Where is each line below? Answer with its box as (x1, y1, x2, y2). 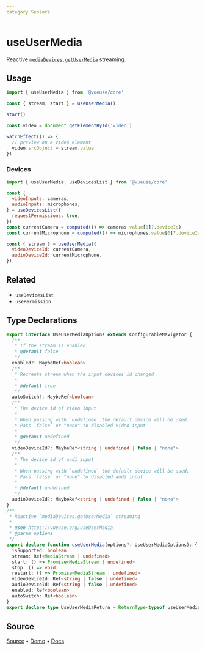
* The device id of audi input (14, 456, 95, 462)
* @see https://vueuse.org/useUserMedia (9, 525, 113, 531)
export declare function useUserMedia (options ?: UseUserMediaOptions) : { (6, 542, 198, 548)
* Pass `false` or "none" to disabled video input (14, 423, 146, 429)
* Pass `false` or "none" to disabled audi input (14, 473, 143, 480)
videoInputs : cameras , (12, 196, 70, 202)
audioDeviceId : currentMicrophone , (12, 252, 103, 259)
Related (6, 275, 37, 285)
